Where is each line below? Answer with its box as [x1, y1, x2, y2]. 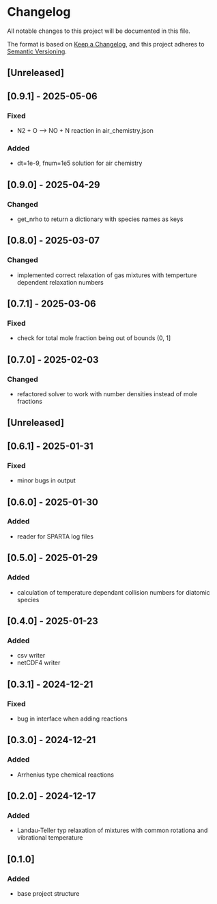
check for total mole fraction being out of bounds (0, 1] [16, 334, 171, 342]
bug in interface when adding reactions [16, 714, 128, 723]
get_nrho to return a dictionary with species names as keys [16, 215, 184, 223]
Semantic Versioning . [7, 47, 67, 55]
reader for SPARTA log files [16, 532, 94, 541]
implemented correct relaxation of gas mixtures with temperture [16, 271, 197, 279]
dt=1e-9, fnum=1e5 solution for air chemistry [16, 159, 143, 168]
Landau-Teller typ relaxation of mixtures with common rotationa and [16, 826, 208, 835]
